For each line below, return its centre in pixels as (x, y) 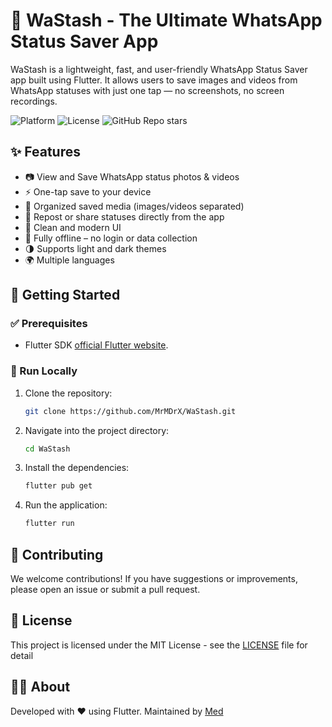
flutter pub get (58, 486)
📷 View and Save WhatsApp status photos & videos (132, 176)
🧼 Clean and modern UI (73, 227)
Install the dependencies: (77, 468)
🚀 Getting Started (65, 295)
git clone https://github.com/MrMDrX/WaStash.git (130, 411)
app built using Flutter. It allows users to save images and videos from (154, 80)
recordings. (34, 101)
